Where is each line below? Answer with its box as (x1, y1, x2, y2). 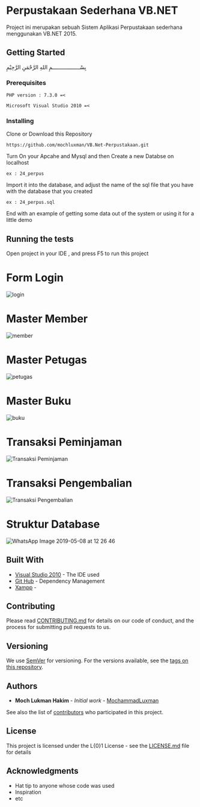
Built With (6, 555, 44, 565)
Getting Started (6, 48, 65, 58)
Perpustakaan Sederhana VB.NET (6, 4, 178, 17)
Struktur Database (6, 517, 100, 531)
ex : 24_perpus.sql (6, 200, 55, 206)
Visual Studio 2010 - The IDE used (14, 571, 100, 578)
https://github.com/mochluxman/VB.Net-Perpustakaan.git (6, 142, 149, 148)
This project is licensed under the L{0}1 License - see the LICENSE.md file (6, 742, 190, 749)
